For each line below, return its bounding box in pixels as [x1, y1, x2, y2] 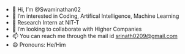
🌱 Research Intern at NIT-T [12, 19, 80, 26]
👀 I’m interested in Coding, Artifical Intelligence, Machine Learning [12, 12, 179, 20]
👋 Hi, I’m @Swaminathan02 [12, 6, 81, 13]
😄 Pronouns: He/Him [12, 41, 66, 48]
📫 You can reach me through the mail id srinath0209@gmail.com [12, 33, 178, 39]
